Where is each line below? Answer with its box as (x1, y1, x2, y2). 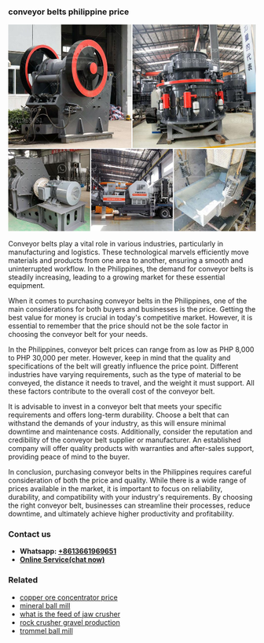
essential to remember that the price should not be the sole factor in (8, 321, 229, 331)
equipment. (8, 280, 46, 290)
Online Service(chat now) (19, 555, 105, 564)
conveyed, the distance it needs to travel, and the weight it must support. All (8, 378, 255, 387)
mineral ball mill (19, 601, 71, 610)
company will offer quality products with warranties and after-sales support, (8, 443, 255, 453)
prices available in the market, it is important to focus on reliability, (8, 483, 223, 493)
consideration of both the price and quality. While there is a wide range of (8, 475, 247, 485)
